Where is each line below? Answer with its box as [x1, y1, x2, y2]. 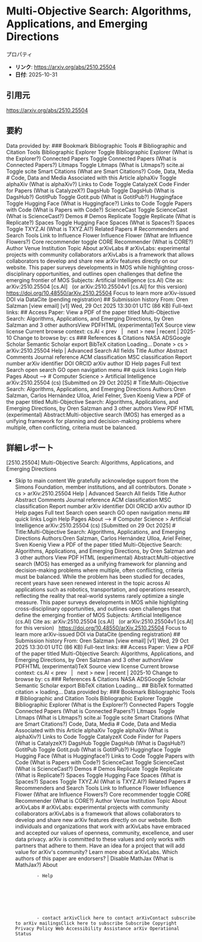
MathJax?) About [14, 861, 58, 868]
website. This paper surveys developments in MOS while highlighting [6, 263, 177, 271]
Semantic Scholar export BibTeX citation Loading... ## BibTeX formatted [14, 682, 194, 689]
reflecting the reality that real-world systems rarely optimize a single [14, 592, 185, 600]
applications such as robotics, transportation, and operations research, [14, 586, 191, 593]
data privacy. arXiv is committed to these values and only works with [14, 836, 185, 843]
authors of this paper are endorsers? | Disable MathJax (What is [14, 855, 174, 862]
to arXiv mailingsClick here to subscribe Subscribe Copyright [14, 920, 177, 926]
